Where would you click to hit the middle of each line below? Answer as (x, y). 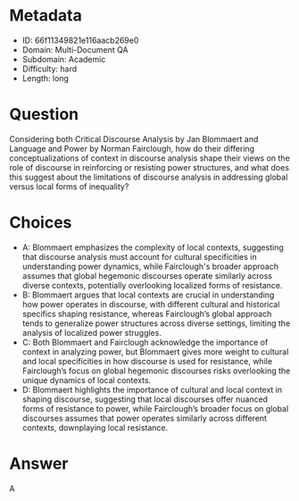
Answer (39, 463)
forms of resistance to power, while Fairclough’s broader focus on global (155, 408)
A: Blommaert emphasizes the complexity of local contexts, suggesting (153, 247)
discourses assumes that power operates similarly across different (145, 418)
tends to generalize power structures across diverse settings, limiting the (156, 323)
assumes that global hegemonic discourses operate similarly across (147, 276)
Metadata (46, 16)
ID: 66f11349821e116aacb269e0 (80, 40)
